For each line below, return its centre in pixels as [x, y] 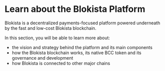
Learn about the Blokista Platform [75, 9]
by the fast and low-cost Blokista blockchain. [51, 28]
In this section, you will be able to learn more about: [57, 38]
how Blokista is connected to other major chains [61, 63]
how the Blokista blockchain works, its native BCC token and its [77, 53]
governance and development [42, 58]
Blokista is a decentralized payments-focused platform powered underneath [82, 23]
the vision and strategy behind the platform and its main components [82, 47]
